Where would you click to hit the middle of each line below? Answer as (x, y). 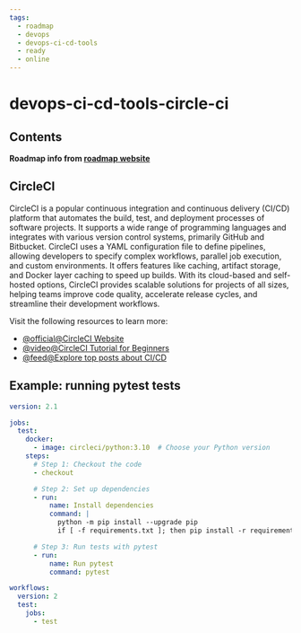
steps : (38, 456)
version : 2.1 (34, 406)
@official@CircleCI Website (73, 338)
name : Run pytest (82, 563)
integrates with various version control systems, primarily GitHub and (137, 237)
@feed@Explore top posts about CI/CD (95, 357)
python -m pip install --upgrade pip (128, 523)
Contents (36, 137)
